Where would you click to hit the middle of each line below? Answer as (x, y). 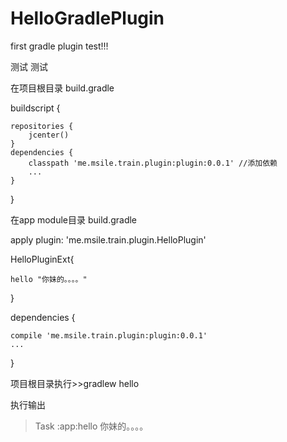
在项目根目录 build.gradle (62, 88)
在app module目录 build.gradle (74, 219)
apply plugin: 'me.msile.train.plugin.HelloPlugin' (108, 239)
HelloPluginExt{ (42, 259)
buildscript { (35, 108)
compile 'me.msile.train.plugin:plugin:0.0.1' (109, 335)
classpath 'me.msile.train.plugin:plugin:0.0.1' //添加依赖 (153, 163)
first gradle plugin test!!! (59, 46)
